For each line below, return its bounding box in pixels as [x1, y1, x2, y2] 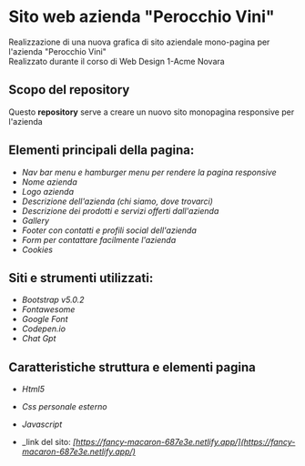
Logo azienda [21, 186, 75, 197]
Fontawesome [21, 304, 76, 315]
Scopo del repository [8, 82, 130, 97]
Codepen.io [21, 323, 66, 334]
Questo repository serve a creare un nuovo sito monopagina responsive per [8, 106, 295, 117]
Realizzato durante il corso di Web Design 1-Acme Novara [8, 56, 225, 66]
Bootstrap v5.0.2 [21, 294, 85, 306]
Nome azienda [21, 176, 78, 187]
